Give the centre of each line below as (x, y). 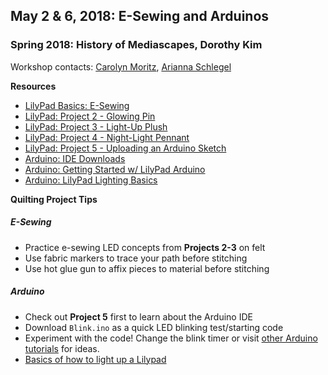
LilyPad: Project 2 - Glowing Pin (90, 116)
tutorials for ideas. (62, 348)
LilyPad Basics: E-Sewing (77, 105)
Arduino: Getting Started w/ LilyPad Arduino (115, 169)
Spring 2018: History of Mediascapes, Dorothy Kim (136, 45)
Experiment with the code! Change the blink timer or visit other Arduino (171, 338)
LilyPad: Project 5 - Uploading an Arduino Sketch (125, 148)
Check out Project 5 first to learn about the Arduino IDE (138, 316)
